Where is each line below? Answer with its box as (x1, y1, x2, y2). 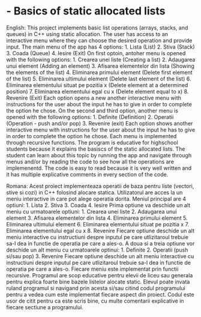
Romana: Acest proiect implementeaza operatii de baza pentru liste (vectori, (6, 182, 194, 190)
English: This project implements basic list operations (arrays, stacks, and (6, 24, 188, 31)
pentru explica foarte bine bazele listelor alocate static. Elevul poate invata (6, 278, 190, 285)
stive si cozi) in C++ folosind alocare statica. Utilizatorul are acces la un (6, 189, 183, 196)
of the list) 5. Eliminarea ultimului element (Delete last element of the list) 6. (6, 75, 191, 82)
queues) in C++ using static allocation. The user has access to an (6, 30, 169, 37)
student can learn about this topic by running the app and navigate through (6, 151, 192, 158)
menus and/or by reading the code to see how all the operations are (6, 158, 174, 165)
